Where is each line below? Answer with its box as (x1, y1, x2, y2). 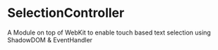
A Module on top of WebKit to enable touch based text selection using (7, 28, 212, 37)
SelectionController (7, 5, 125, 21)
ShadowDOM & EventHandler (7, 35, 93, 44)
